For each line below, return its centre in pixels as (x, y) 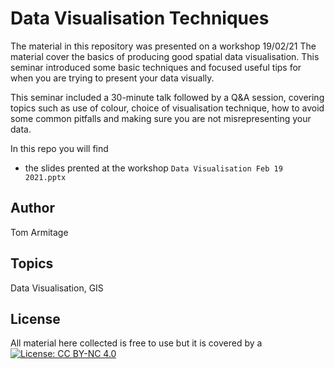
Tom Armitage (39, 232)
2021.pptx (45, 177)
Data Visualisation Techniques (140, 18)
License (35, 318)
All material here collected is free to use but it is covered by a (136, 343)
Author (32, 208)
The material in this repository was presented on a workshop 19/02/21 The (163, 46)
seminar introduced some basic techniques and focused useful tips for (156, 67)
